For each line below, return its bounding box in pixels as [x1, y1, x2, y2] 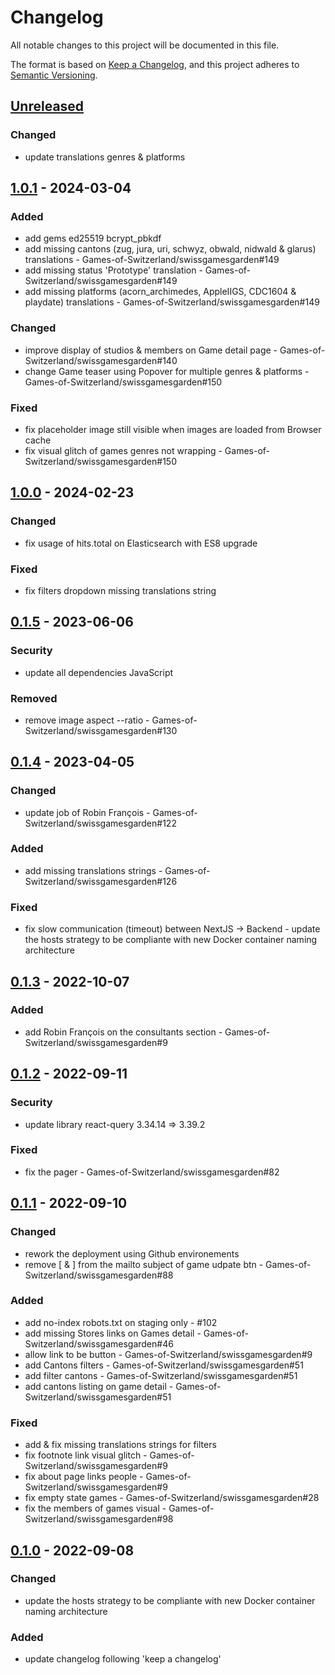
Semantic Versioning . [10, 69, 98, 81]
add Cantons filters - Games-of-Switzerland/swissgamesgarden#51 [24, 1359, 304, 1371]
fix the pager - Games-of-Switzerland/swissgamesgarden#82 [24, 1166, 280, 1178]
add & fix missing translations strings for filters [24, 1439, 217, 1451]
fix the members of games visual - [24, 1502, 167, 1515]
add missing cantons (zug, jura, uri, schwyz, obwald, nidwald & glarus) [24, 243, 317, 255]
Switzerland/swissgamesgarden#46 [24, 1337, 174, 1350]
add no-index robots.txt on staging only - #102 [24, 1316, 218, 1328]
